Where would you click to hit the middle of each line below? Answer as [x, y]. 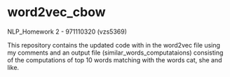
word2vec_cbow [57, 12]
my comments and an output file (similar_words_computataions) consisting [115, 52]
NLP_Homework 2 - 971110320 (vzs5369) [67, 31]
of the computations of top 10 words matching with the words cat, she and [115, 59]
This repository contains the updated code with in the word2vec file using [114, 45]
